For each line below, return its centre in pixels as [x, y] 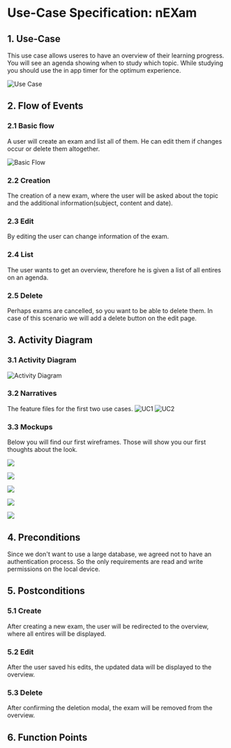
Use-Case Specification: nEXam [102, 13]
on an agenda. [28, 277]
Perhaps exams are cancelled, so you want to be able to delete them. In [110, 310]
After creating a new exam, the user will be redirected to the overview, [108, 626]
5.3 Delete [25, 693]
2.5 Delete [25, 296]
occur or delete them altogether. [54, 148]
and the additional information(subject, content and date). [90, 203]
